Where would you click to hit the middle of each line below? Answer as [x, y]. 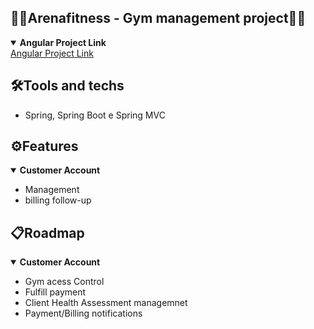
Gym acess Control [64, 282]
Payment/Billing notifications [83, 313]
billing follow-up [58, 200]
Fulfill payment [55, 292]
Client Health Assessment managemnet [106, 303]
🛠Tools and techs [67, 86]
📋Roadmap [47, 232]
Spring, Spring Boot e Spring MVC [95, 115]
